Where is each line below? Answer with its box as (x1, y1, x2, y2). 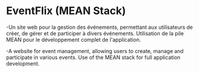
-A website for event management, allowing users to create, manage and (6, 47, 184, 54)
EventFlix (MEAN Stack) (6, 4, 126, 18)
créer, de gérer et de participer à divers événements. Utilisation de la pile (6, 29, 184, 36)
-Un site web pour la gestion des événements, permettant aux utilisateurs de (6, 24, 194, 31)
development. (6, 60, 40, 67)
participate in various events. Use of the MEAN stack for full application (6, 54, 181, 61)
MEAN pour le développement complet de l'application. (6, 36, 141, 43)
